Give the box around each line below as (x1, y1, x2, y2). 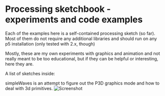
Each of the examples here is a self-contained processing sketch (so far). (5, 30, 156, 36)
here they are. (5, 61, 34, 67)
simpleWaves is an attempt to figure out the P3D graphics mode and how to (5, 80, 160, 86)
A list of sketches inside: (5, 70, 56, 76)
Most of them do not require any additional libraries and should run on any (5, 36, 158, 42)
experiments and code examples (5, 14, 143, 25)
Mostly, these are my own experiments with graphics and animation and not (5, 50, 161, 56)
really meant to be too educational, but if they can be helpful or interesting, (5, 55, 159, 61)
